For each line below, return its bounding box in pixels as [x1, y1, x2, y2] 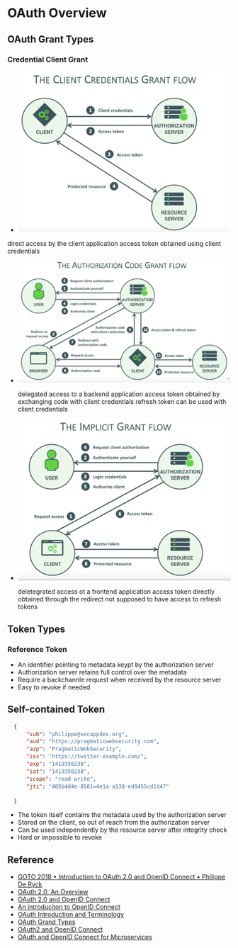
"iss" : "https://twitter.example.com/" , [25, 753, 147, 760]
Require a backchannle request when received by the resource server [17, 675, 222, 684]
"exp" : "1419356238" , [25, 760, 91, 768]
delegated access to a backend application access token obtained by [17, 390, 220, 398]
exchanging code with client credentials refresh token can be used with [17, 397, 227, 405]
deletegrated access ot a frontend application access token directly [17, 587, 215, 596]
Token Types [7, 623, 66, 635]
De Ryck [17, 880, 42, 888]
